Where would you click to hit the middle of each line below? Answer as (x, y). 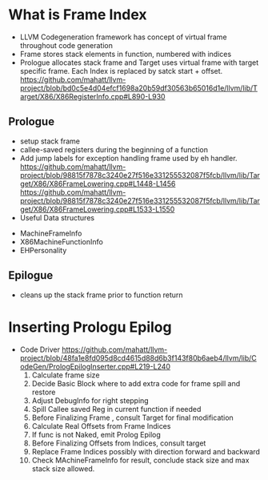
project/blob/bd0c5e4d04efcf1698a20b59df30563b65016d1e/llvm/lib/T (139, 88)
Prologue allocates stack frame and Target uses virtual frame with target (139, 63)
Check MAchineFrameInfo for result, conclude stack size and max (140, 460)
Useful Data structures (57, 217)
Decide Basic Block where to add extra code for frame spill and (136, 383)
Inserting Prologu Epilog (90, 327)
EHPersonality (43, 250)
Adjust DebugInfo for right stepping (90, 400)
